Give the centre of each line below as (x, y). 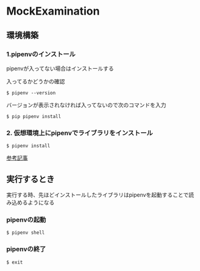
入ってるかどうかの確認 (36, 81)
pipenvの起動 (26, 219)
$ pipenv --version (31, 93)
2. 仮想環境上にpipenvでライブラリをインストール (80, 133)
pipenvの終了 (26, 249)
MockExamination (53, 11)
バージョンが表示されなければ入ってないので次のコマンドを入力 (86, 105)
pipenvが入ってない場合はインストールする (60, 68)
